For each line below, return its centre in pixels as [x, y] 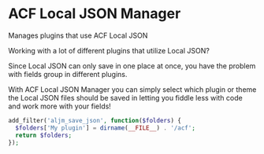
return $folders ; [44, 135]
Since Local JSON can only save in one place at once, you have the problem [132, 66]
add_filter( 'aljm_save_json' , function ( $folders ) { [95, 120]
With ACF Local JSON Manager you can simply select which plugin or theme [132, 89]
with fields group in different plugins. [68, 74]
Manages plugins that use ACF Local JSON [78, 35]
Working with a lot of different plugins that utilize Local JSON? [109, 50]
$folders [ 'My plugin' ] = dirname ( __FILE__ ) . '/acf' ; [105, 128]
